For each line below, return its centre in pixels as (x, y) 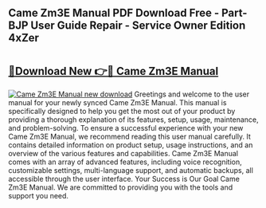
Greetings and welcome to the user (192, 94)
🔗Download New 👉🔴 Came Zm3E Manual (113, 71)
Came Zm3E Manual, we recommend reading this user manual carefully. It (129, 136)
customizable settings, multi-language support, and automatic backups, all (131, 170)
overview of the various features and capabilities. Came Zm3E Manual (123, 153)
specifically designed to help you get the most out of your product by (122, 111)
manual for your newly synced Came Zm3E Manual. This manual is (117, 102)
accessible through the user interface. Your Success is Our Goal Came (124, 179)
